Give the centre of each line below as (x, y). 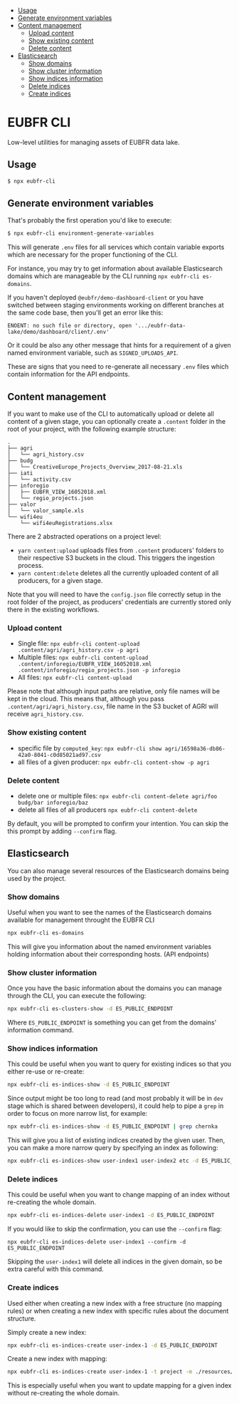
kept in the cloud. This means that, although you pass (86, 699)
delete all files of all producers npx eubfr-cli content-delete (107, 810)
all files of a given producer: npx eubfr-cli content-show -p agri (113, 762)
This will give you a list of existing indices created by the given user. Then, (116, 1140)
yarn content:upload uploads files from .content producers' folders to (121, 550)
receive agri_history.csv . (46, 714)
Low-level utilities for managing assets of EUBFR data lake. (94, 142)
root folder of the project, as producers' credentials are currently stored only (119, 602)
